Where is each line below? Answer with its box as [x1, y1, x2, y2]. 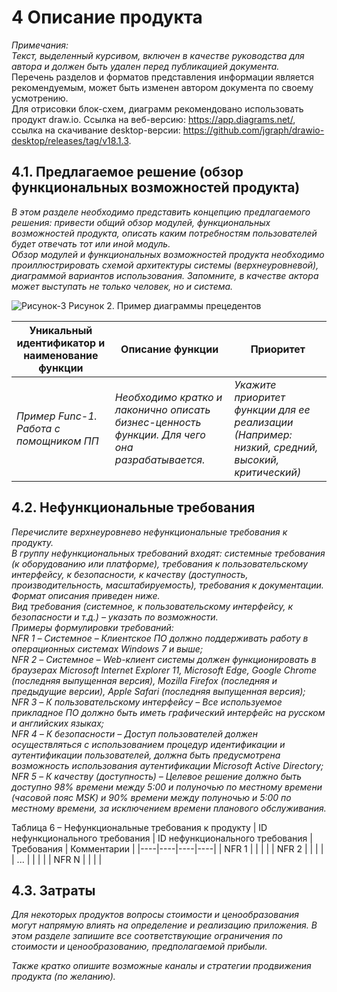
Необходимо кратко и [114, 390, 223, 404]
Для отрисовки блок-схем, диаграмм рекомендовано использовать [11, 102, 304, 115]
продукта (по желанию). [11, 971, 116, 983]
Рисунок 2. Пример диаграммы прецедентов [68, 299, 262, 311]
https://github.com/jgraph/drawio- [182, 124, 325, 136]
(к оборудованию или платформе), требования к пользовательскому [11, 557, 309, 570]
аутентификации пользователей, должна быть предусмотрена [11, 749, 281, 761]
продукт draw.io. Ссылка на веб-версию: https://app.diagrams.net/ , [11, 113, 296, 125]
